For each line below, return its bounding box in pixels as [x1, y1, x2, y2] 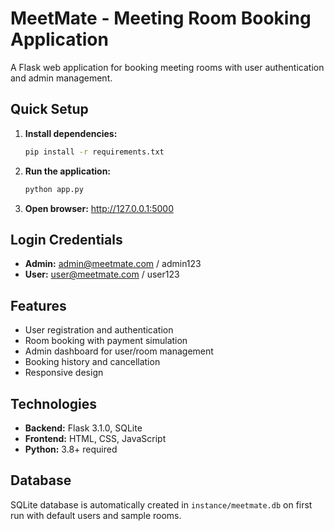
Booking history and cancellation [24, 356, 161, 368]
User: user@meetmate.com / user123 [24, 268, 180, 281]
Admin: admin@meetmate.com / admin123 [24, 258, 202, 270]
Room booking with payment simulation [24, 335, 188, 347]
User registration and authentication [24, 324, 174, 336]
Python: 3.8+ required [24, 443, 118, 455]
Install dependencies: [24, 127, 118, 139]
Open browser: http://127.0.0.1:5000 [24, 202, 174, 214]
